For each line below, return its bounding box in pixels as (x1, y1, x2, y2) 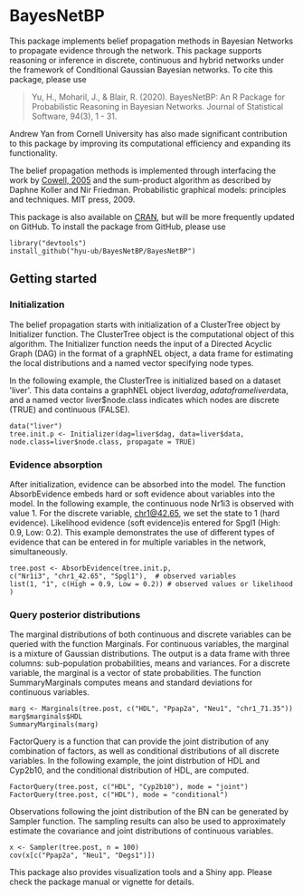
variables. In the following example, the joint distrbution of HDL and (9, 756, 260, 766)
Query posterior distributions (9, 608, 141, 621)
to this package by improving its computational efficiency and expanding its (9, 138, 291, 149)
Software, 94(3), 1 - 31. (31, 111, 118, 121)
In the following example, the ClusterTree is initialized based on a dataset (9, 375, 281, 386)
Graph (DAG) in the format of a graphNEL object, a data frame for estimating (9, 348, 294, 359)
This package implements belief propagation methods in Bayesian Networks (9, 35, 294, 46)
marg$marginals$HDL (9, 712, 83, 721)
